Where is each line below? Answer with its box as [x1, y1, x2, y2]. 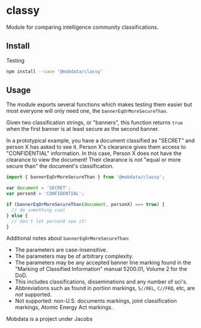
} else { [6, 213, 28, 219]
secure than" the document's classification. [6, 163, 114, 170]
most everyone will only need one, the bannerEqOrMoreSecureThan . [6, 108, 168, 115]
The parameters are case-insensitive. [14, 246, 108, 254]
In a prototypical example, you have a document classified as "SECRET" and [6, 137, 195, 144]
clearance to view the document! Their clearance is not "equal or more [6, 156, 181, 163]
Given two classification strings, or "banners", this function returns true [6, 119, 183, 126]
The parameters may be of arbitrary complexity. [14, 253, 134, 260]
